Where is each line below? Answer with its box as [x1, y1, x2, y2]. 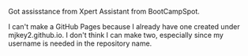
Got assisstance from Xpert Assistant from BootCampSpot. [8, 7, 200, 16]
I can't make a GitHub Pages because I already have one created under [8, 22, 240, 31]
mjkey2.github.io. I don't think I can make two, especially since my [8, 31, 224, 39]
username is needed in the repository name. [8, 39, 152, 48]
